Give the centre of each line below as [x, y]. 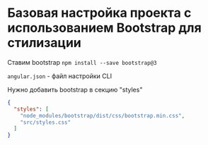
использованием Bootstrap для [104, 28]
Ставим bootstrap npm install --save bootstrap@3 [82, 62]
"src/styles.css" [46, 122]
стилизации [44, 43]
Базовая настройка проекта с [99, 13]
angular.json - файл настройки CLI [59, 76]
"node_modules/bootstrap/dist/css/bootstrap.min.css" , [103, 115]
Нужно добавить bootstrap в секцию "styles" [75, 89]
